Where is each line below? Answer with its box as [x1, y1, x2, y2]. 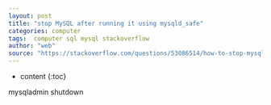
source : [8, 49, 35, 57]
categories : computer [8, 27, 81, 35]
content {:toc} [19, 72, 67, 81]
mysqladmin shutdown [8, 87, 84, 97]
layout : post [8, 11, 52, 20]
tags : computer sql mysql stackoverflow [8, 34, 150, 43]
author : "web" [8, 42, 56, 50]
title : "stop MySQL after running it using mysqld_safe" [8, 19, 204, 27]
